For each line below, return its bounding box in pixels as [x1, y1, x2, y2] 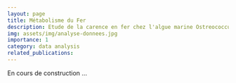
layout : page [7, 10, 46, 18]
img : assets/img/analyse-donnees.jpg [7, 30, 118, 37]
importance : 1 [7, 37, 49, 44]
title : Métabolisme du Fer [7, 17, 86, 24]
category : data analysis [7, 43, 80, 50]
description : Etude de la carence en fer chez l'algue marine [7, 23, 193, 30]
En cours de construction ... [7, 68, 88, 77]
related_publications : [7, 50, 74, 57]
